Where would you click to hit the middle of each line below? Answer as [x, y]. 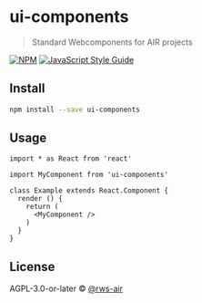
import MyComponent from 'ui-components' [89, 175]
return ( [42, 207]
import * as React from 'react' [71, 159]
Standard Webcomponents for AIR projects [112, 42]
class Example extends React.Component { [89, 191]
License [32, 266]
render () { [40, 199]
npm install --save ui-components [75, 110]
